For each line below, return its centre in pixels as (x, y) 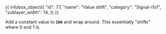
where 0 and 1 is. (23, 27)
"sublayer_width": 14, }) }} (32, 12)
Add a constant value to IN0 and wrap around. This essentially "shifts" (78, 22)
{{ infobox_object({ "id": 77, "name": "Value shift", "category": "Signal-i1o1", (83, 7)
